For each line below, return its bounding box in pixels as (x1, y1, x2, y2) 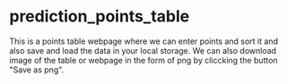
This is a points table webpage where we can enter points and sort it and (9, 36, 278, 46)
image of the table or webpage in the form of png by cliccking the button (9, 55, 278, 65)
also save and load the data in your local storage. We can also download (9, 45, 276, 55)
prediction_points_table (9, 6, 190, 27)
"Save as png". (9, 64, 65, 75)
